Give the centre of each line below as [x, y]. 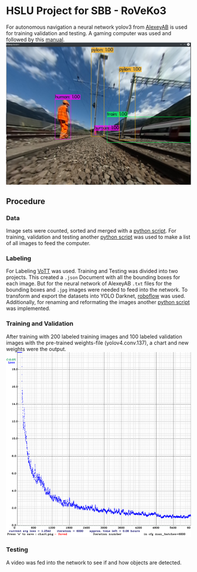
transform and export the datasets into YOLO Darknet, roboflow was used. [96, 296]
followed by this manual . [35, 39]
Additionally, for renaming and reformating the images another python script [98, 302]
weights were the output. [36, 349]
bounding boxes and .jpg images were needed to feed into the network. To [97, 290]
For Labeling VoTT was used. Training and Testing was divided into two [92, 271]
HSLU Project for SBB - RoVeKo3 [86, 11]
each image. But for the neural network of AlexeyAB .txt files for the [89, 284]
